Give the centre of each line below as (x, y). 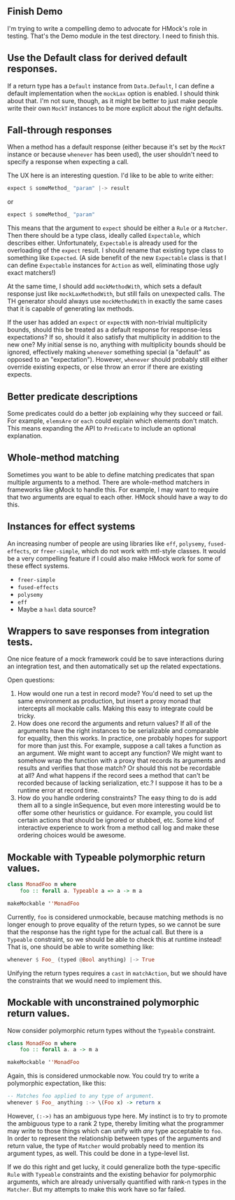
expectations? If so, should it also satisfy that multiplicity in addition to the (114, 337)
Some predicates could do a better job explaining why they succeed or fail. (115, 413)
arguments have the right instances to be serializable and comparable (118, 731)
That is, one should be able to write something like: (81, 947)
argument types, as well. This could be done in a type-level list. (99, 1153)
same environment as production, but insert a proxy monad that (109, 701)
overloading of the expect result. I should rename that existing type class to (115, 250)
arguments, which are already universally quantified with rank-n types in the (117, 1182)
